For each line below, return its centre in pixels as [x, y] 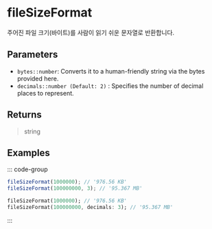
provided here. [38, 78]
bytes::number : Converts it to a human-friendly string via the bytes [111, 71]
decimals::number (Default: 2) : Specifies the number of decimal [110, 86]
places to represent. [45, 93]
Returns [25, 115]
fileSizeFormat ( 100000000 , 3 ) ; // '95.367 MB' [75, 188]
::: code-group [27, 169]
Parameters [33, 55]
